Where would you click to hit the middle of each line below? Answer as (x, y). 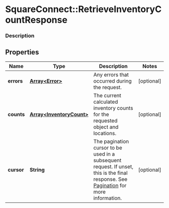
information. (108, 198)
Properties (22, 52)
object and (106, 127)
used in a (104, 154)
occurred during (112, 81)
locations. (105, 133)
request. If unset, (113, 166)
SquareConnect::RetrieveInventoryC (83, 9)
